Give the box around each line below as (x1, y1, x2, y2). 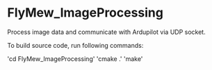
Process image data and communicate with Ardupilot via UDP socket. (7, 28, 206, 36)
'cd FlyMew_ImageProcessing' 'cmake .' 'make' (7, 54, 143, 63)
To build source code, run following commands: (7, 41, 144, 49)
